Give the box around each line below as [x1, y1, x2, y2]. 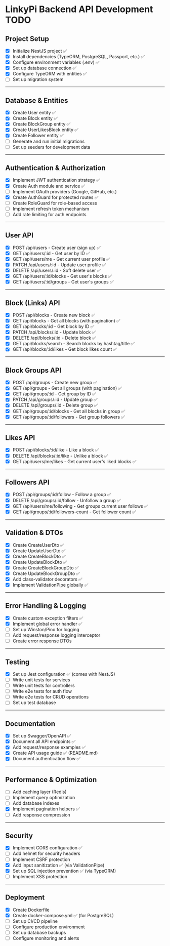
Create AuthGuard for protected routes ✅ [12, 194, 99, 200]
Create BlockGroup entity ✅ [12, 121, 71, 127]
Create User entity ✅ [12, 110, 56, 116]
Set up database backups [12, 929, 66, 935]
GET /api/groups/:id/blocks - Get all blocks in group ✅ [12, 408, 125, 414]
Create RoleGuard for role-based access [12, 200, 97, 206]
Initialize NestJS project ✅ [12, 48, 67, 54]
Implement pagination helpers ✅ [12, 806, 80, 812]
